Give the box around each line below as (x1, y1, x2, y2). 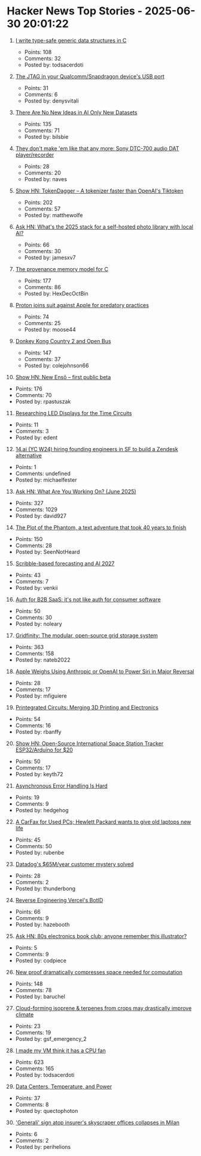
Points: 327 (15, 499, 44, 506)
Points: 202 (24, 199, 53, 206)
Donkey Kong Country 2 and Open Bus (15, 337, 111, 344)
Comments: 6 (24, 91, 58, 98)
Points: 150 (15, 535, 43, 542)
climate (15, 1011, 34, 1018)
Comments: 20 (24, 169, 62, 176)
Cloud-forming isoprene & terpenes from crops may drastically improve (15, 1004, 192, 1011)
